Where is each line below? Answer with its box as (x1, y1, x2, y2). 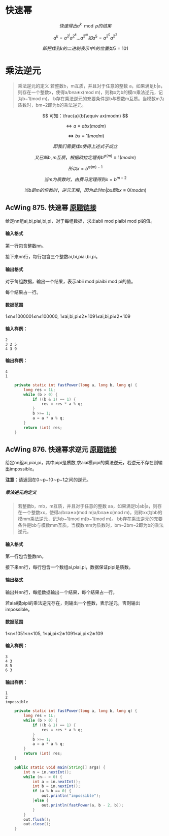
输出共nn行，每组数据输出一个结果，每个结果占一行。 (5, 589, 118, 595)
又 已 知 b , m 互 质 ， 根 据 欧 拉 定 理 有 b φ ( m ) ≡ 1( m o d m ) (35, 154, 136, 160)
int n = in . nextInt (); (23, 769, 72, 774)
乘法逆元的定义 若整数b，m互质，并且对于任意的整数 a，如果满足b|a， (17, 83, 165, 89)
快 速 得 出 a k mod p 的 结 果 (59, 21, 112, 28)
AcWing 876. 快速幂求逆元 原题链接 (5, 445, 117, 454)
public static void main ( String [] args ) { (14, 765, 106, 770)
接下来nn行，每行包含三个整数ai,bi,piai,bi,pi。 (5, 254, 100, 260)
